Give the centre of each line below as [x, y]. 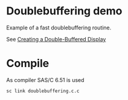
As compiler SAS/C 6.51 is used [45, 80]
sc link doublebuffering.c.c [43, 91]
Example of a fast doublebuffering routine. [59, 28]
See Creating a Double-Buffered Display [56, 39]
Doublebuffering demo [64, 11]
